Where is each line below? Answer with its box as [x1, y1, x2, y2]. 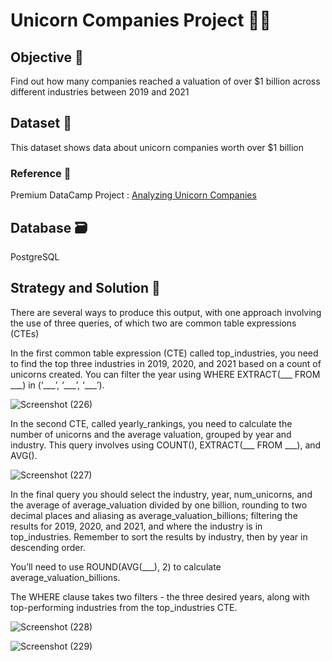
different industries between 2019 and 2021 [10, 86, 190, 98]
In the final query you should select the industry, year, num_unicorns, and [10, 488, 313, 500]
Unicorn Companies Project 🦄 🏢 [10, 9, 272, 32]
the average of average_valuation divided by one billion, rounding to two [10, 499, 308, 511]
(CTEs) [10, 327, 40, 339]
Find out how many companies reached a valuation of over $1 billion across [10, 75, 321, 87]
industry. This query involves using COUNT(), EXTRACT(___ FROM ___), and [10, 439, 322, 451]
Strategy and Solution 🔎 [10, 280, 161, 297]
